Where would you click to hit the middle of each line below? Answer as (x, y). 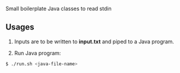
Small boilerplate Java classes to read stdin (59, 9)
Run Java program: (37, 53)
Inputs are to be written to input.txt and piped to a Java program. (94, 42)
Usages (20, 27)
